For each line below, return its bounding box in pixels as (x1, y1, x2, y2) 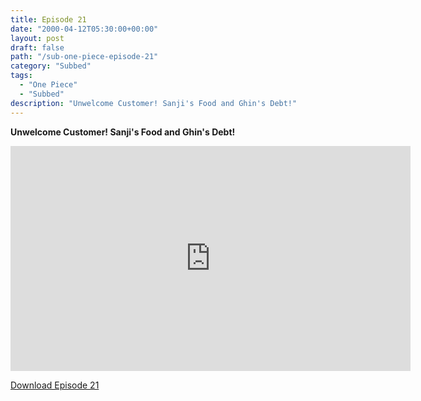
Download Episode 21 (10, 379, 100, 391)
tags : (10, 71, 33, 81)
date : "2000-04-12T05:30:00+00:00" (10, 24, 159, 34)
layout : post (10, 33, 65, 43)
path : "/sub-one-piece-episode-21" (10, 52, 159, 62)
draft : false (10, 42, 65, 53)
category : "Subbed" (10, 61, 92, 71)
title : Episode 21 (10, 14, 87, 25)
